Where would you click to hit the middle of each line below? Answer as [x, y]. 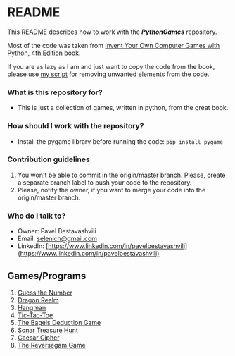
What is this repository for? [55, 92]
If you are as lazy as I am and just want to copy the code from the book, [111, 66]
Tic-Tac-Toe [35, 315]
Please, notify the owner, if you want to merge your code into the [112, 190]
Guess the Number [45, 293]
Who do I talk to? [37, 216]
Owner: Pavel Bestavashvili [57, 231]
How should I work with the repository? [76, 126]
